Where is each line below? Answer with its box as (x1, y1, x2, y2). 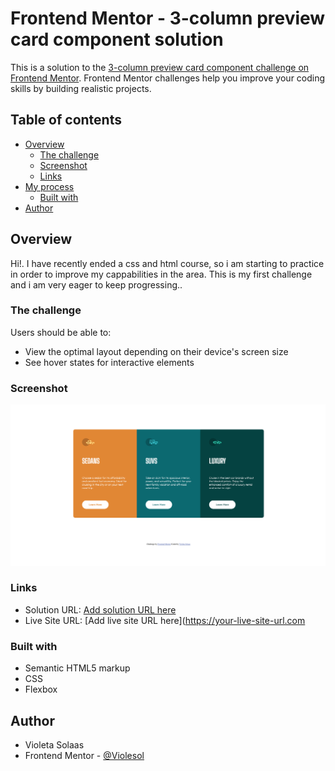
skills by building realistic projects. (10, 82, 152, 94)
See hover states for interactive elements (24, 356, 195, 368)
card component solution (10, 28, 224, 51)
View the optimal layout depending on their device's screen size (24, 345, 289, 357)
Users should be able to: (10, 326, 112, 338)
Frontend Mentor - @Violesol (24, 749, 145, 761)
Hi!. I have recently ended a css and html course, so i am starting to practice (10, 257, 325, 269)
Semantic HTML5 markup (24, 662, 131, 674)
